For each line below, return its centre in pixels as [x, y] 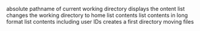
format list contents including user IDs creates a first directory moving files [100, 22]
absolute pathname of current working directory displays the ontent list [95, 9]
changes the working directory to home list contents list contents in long [97, 15]
